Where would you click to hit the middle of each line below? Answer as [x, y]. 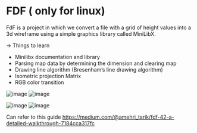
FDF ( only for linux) [56, 11]
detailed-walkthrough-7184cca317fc [51, 123]
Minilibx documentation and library [57, 57]
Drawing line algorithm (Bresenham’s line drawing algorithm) [89, 69]
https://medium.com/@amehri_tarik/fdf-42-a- [118, 117]
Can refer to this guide [34, 117]
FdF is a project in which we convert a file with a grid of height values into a [99, 27]
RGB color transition [39, 82]
